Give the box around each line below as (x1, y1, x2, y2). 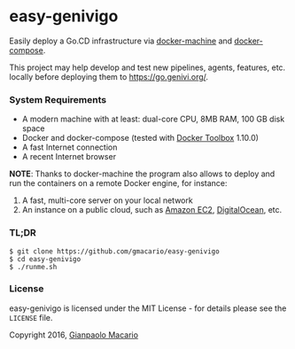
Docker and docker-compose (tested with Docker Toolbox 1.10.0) (21, 133, 260, 143)
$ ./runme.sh (9, 262, 58, 271)
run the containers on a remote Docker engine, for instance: (9, 178, 228, 189)
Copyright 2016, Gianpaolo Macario (9, 330, 139, 340)
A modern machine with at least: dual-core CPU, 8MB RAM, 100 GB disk (21, 113, 285, 125)
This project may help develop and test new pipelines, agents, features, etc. (9, 62, 286, 73)
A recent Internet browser (21, 151, 117, 162)
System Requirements (9, 93, 107, 105)
